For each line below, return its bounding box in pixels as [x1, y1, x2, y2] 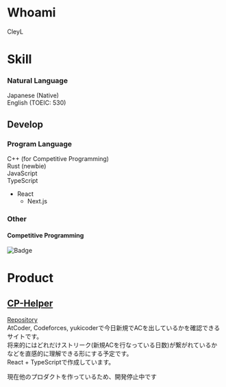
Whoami [7, 5, 56, 21]
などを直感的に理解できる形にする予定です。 [7, 349, 133, 358]
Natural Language [7, 76, 68, 86]
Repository [7, 316, 38, 324]
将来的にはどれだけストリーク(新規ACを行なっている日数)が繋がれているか [7, 341, 218, 349]
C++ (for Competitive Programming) [7, 155, 110, 163]
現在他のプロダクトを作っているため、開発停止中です [7, 373, 158, 381]
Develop [7, 118, 43, 130]
